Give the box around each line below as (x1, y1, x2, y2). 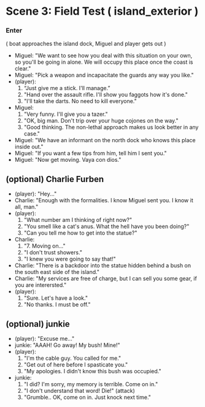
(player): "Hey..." (14, 190, 57, 197)
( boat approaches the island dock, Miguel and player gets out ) (6, 40, 166, 47)
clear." (14, 65, 31, 72)
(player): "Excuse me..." (14, 335, 75, 343)
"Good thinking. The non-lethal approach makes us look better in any (23, 124, 199, 131)
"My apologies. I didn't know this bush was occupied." (23, 368, 161, 375)
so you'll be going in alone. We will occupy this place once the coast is (14, 58, 194, 66)
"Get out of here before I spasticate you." (23, 361, 128, 368)
